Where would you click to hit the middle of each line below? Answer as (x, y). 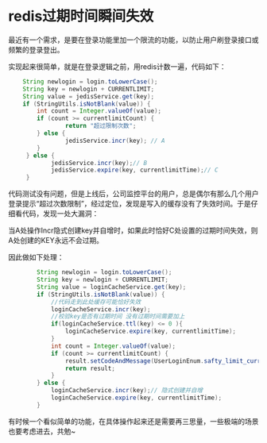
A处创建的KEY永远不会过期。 (56, 241)
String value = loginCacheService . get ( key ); (112, 287)
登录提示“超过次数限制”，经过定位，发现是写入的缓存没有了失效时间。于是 (130, 204)
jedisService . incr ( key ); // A (115, 141)
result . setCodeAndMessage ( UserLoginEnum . (134, 361)
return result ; (90, 368)
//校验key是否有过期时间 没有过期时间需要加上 (118, 317)
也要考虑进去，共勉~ (42, 431)
